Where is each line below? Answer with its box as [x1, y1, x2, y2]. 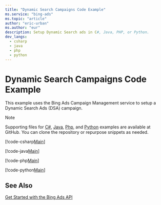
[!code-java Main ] [5, 148, 40, 154]
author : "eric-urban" [5, 20, 49, 26]
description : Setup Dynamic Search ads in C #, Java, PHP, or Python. [5, 30, 150, 35]
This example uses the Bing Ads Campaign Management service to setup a [5, 100, 156, 106]
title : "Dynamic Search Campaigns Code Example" [5, 7, 106, 12]
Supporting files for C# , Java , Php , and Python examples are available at [5, 124, 151, 130]
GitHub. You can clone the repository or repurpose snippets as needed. [5, 129, 149, 135]
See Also [5, 181, 33, 189]
